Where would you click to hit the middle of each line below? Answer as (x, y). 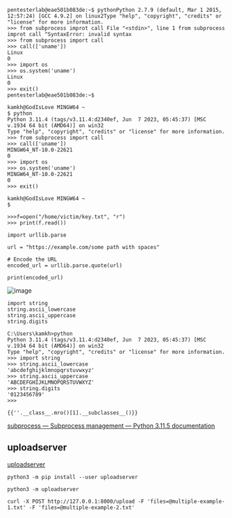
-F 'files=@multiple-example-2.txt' (82, 508)
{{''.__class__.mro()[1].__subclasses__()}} (73, 413)
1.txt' (17, 508)
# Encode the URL (32, 259)
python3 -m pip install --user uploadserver (73, 477)
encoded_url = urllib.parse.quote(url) (65, 266)
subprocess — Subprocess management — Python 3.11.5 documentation (111, 426)
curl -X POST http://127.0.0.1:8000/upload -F (76, 501)
